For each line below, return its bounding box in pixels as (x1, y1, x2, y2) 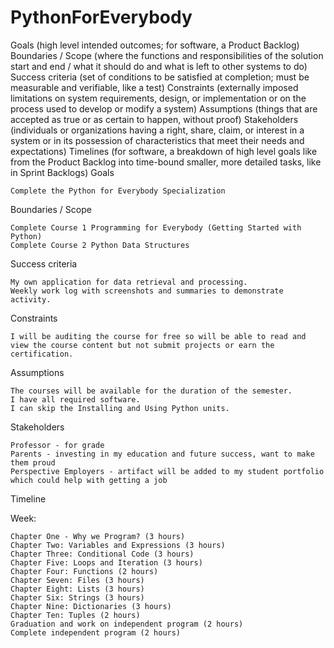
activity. (10, 294, 52, 305)
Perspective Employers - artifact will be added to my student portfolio (10, 466, 325, 476)
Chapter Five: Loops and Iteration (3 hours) (10, 557, 203, 568)
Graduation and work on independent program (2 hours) (10, 619, 244, 629)
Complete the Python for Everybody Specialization (10, 186, 226, 196)
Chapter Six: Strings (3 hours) (10, 592, 145, 603)
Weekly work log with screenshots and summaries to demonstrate (10, 286, 284, 296)
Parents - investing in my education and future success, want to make (10, 449, 315, 459)
